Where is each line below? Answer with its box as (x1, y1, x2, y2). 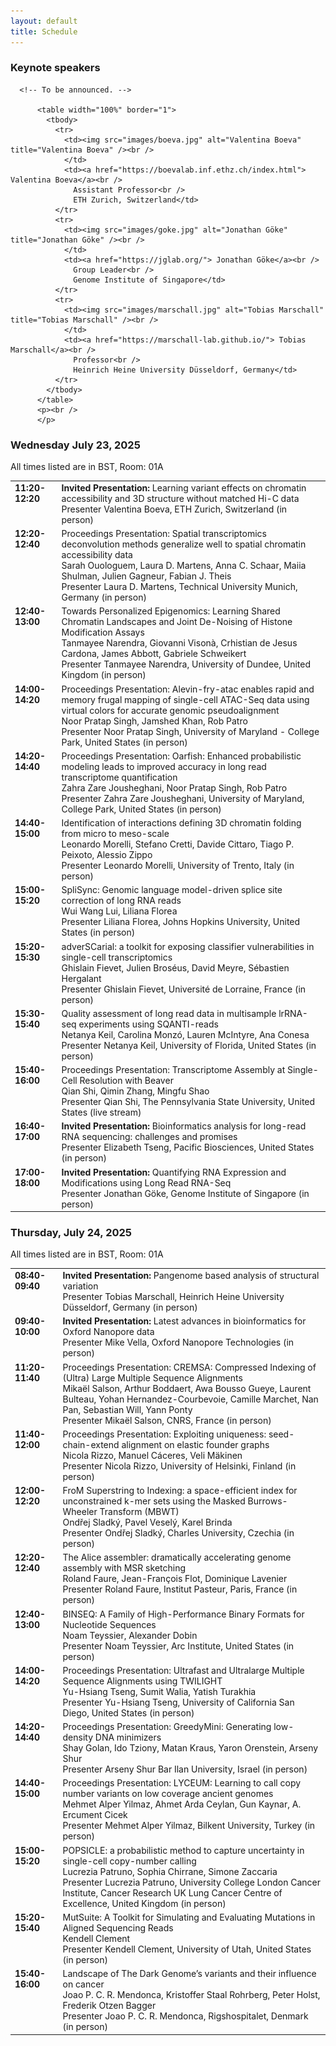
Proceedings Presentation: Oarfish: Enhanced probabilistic (61, 750, 302, 762)
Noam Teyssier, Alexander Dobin (62, 1629, 198, 1641)
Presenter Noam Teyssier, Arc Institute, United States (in (62, 1640, 295, 1652)
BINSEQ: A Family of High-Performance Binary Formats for (62, 1608, 305, 1620)
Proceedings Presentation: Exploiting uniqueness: (62, 1428, 267, 1440)
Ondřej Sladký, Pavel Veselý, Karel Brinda (62, 1516, 233, 1529)
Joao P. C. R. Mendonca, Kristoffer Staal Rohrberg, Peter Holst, (62, 1989, 321, 2001)
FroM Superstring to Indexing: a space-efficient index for (62, 1485, 298, 1497)
